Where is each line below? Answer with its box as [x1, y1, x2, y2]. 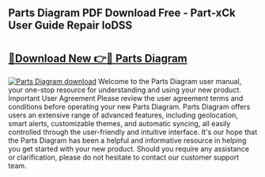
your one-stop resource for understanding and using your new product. [8, 85, 241, 94]
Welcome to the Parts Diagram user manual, [98, 77, 242, 86]
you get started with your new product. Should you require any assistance [8, 144, 249, 153]
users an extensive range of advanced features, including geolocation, [8, 110, 239, 120]
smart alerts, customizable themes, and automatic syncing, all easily [8, 119, 231, 128]
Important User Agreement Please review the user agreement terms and [8, 94, 244, 102]
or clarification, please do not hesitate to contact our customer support [8, 152, 240, 162]
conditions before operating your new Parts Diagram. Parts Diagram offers [8, 102, 251, 111]
